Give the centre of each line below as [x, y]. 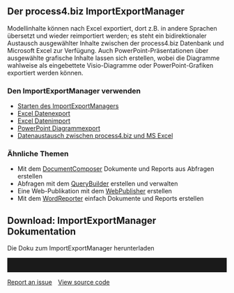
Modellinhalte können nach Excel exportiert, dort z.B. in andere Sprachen [112, 28]
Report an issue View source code [58, 283]
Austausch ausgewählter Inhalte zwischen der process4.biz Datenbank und [116, 43]
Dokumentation [42, 231]
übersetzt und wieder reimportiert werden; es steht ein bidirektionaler [107, 36]
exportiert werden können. [45, 73]
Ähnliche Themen [38, 154]
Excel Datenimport [44, 121]
